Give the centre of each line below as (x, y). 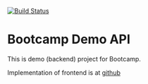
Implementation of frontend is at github (64, 72)
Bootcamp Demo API (69, 40)
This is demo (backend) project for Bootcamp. (74, 59)
